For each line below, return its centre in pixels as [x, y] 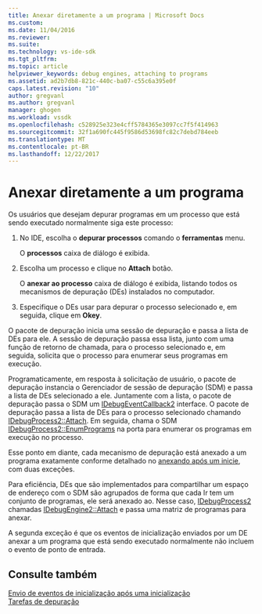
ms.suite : [24, 45]
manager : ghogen [34, 111]
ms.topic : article [38, 67]
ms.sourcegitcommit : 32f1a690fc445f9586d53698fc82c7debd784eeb [113, 132]
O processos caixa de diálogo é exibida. [84, 253]
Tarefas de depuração [44, 601]
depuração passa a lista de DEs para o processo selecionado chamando [124, 412]
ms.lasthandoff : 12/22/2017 [54, 154]
